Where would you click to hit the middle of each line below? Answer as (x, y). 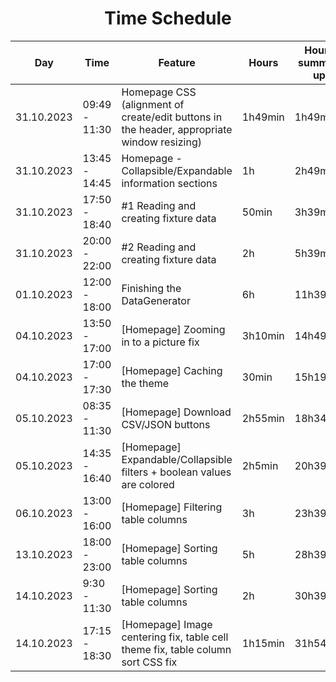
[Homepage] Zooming (173, 329)
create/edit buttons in (172, 117)
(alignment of (153, 104)
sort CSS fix (149, 662)
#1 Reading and (159, 205)
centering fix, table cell (175, 637)
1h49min (263, 117)
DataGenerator (156, 300)
